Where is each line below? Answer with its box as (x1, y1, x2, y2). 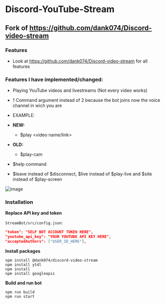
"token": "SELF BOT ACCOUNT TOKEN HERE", (5, 229, 94, 235)
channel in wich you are (12, 102, 62, 109)
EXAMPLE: (12, 112, 35, 118)
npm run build (5, 290, 35, 295)
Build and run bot (5, 280, 42, 286)
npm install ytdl (5, 262, 42, 268)
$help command (12, 161, 47, 167)
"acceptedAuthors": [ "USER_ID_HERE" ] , (5, 239, 87, 244)
